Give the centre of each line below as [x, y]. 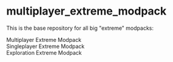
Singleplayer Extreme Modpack [46, 46]
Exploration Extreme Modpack [44, 52]
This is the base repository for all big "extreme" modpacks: [80, 28]
